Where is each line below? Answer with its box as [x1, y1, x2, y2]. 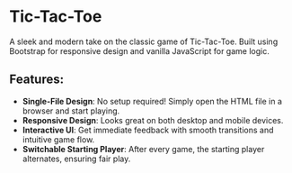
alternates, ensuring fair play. [22, 153, 131, 164]
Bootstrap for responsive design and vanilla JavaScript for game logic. [9, 45, 270, 56]
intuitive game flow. [22, 133, 95, 145]
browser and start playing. [22, 105, 120, 116]
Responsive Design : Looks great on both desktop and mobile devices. [22, 114, 284, 125]
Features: [9, 72, 65, 87]
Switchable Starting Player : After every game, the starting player [22, 143, 265, 154]
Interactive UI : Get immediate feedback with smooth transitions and [22, 124, 274, 135]
